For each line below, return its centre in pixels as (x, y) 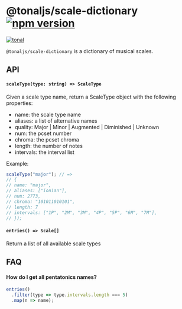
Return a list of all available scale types (53, 244)
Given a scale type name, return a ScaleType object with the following (91, 97)
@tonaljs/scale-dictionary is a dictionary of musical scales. (80, 51)
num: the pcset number (43, 133)
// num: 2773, (24, 196)
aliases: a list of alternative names (56, 121)
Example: (17, 163)
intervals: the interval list (45, 152)
